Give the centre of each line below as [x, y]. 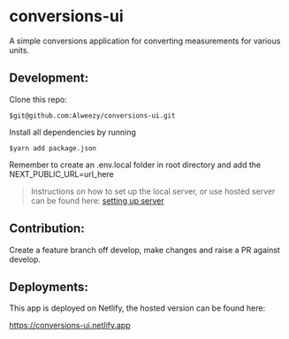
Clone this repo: [38, 99]
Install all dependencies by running [73, 132]
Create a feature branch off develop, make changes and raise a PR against [144, 250]
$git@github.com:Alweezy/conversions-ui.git [92, 116]
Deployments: [49, 286]
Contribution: [47, 229]
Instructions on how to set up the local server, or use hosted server [153, 191]
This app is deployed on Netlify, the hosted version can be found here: [137, 308]
